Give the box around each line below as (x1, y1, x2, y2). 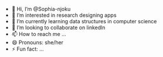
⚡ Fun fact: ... (11, 45, 44, 52)
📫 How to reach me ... (11, 31, 66, 37)
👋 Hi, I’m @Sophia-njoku (11, 6, 71, 12)
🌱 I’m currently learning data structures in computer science (11, 18, 157, 24)
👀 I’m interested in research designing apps (11, 12, 117, 19)
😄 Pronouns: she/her (11, 39, 63, 46)
